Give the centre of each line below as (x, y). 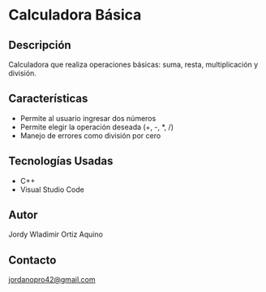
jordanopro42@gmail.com (52, 280)
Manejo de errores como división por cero (90, 135)
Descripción (40, 45)
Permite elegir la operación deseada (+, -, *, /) (97, 127)
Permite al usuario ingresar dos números (88, 118)
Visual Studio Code (52, 190)
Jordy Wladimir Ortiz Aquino (56, 234)
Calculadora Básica (75, 15)
